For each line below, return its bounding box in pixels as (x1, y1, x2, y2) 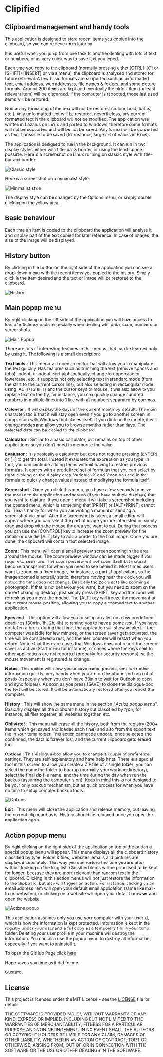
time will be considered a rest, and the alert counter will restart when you (5, 635, 152, 641)
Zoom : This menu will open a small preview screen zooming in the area (5, 548, 149, 554)
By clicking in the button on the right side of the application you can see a (5, 264, 153, 270)
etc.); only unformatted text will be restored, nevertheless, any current (5, 111, 146, 117)
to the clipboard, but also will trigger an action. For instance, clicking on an (5, 881, 155, 886)
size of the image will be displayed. (5, 237, 75, 243)
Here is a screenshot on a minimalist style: (5, 176, 90, 181)
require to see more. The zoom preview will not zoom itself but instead (5, 559, 146, 564)
